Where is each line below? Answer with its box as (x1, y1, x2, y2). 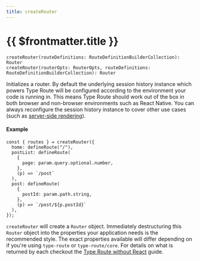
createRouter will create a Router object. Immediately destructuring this (6, 222, 182, 230)
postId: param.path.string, (21, 191, 93, 197)
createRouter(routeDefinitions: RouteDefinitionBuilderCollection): (6, 54, 180, 60)
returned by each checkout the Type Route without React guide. (6, 248, 164, 255)
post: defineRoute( (11, 180, 60, 187)
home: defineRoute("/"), (11, 144, 73, 150)
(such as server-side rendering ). (6, 112, 86, 119)
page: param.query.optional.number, (21, 159, 113, 166)
